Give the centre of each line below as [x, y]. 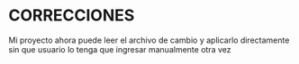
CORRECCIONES [72, 16]
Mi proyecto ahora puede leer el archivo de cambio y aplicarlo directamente [149, 40]
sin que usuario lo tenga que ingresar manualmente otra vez [120, 49]
